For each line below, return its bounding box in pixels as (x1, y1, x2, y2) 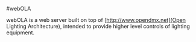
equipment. (6, 29, 35, 36)
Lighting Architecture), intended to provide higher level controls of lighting (6, 23, 190, 30)
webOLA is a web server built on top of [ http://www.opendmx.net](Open (6, 17, 186, 23)
